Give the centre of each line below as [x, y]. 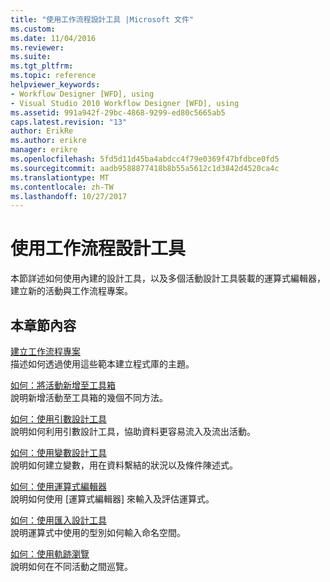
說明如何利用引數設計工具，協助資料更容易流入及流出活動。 [133, 431]
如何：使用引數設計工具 [58, 419]
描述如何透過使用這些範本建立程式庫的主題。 [102, 364]
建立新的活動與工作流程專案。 [71, 291]
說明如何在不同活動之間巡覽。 [71, 566]
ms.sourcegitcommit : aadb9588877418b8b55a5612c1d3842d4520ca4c [145, 168]
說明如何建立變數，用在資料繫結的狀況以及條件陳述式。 [124, 465]
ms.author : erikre [48, 141]
